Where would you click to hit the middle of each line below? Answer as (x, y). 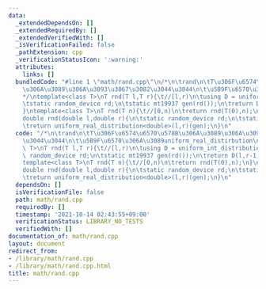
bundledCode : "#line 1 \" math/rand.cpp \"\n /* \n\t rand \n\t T (115, 82)
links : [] (39, 74)
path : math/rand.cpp (49, 200)
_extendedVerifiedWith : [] (60, 38)
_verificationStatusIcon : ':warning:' (80, 60)
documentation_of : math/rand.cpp (63, 237)
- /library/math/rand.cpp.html (60, 266)
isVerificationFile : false (60, 192)
